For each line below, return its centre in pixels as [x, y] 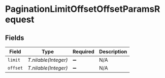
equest [20, 19]
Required [83, 52]
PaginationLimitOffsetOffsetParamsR [82, 9]
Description [113, 52]
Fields [15, 38]
